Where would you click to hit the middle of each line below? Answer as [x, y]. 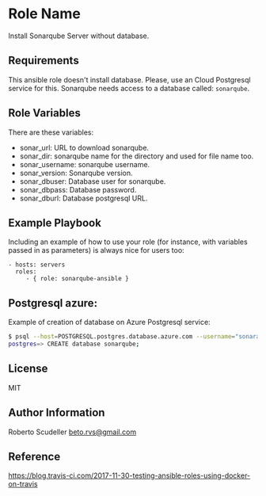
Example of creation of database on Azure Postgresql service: [110, 322]
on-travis [23, 484]
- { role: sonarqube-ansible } [77, 279]
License [28, 369]
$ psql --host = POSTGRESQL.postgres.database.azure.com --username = [122, 337]
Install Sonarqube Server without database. [79, 36]
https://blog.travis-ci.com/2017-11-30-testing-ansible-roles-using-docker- [129, 475]
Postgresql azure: [53, 303]
